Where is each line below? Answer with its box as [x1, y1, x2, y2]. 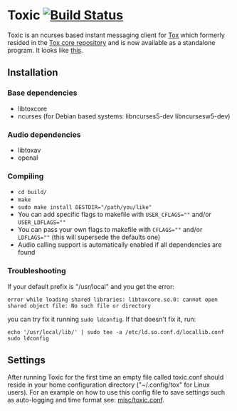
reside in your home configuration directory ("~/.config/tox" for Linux [7, 380, 210, 389]
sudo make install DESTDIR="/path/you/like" [17, 204, 152, 211]
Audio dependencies [7, 129, 81, 139]
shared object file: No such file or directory [7, 302, 152, 310]
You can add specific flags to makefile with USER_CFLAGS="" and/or [17, 210, 212, 219]
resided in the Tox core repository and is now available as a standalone [7, 38, 216, 46]
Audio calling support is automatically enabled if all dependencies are [17, 240, 222, 249]
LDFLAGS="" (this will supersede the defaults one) [17, 233, 161, 242]
